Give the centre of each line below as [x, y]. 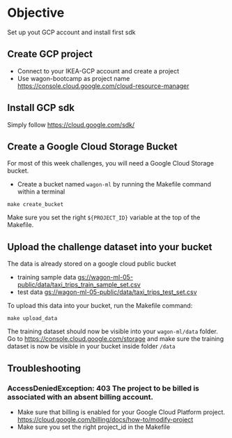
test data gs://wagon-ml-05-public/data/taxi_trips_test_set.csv [107, 292]
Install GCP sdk [41, 108]
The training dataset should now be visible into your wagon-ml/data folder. [113, 331]
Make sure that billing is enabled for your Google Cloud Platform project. [121, 412]
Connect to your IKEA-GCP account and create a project [98, 71]
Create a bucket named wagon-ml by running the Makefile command [114, 184]
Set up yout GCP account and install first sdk [71, 32]
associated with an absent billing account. [80, 397]
